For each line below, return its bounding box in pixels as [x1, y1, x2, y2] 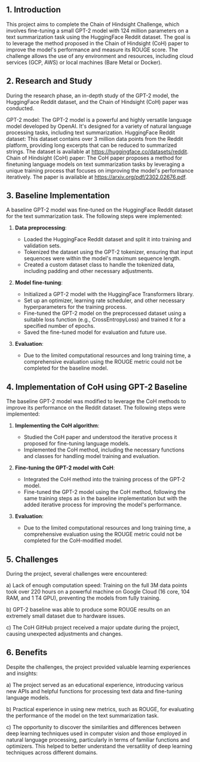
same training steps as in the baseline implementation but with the [23, 495, 187, 502]
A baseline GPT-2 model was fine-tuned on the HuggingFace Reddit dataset [6, 206, 193, 214]
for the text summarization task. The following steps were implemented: [6, 213, 183, 220]
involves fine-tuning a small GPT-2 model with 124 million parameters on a [6, 27, 189, 34]
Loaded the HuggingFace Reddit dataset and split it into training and [23, 236, 192, 243]
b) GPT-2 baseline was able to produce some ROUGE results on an [6, 606, 170, 613]
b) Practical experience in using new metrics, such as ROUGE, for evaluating [6, 705, 194, 712]
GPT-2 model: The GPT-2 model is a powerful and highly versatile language [6, 116, 192, 123]
